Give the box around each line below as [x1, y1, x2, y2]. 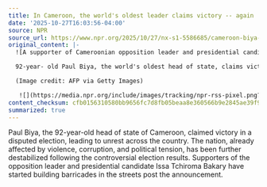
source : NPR [8, 26, 48, 34]
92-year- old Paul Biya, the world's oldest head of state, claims [15, 63, 244, 71]
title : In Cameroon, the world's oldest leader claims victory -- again [8, 11, 254, 20]
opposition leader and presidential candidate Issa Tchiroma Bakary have [8, 162, 245, 171]
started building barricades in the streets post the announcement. [8, 170, 224, 179]
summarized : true [8, 106, 66, 114]
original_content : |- [8, 41, 80, 49]
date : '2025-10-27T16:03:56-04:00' [8, 19, 126, 27]
